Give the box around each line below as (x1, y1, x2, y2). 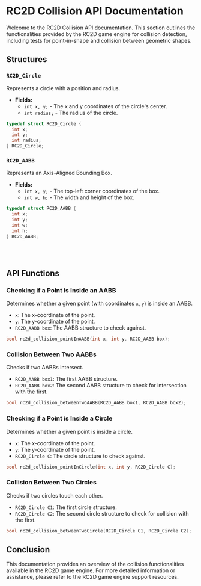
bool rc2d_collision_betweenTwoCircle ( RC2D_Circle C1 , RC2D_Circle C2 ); (6, 528, 192, 534)
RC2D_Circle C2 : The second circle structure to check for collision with (14, 510, 189, 517)
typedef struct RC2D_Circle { (6, 120, 82, 127)
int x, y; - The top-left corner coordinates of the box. (23, 188, 160, 195)
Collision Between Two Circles (6, 478, 97, 487)
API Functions (6, 268, 60, 278)
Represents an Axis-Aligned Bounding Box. (6, 170, 113, 177)
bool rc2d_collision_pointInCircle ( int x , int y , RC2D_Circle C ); (6, 464, 176, 470)
